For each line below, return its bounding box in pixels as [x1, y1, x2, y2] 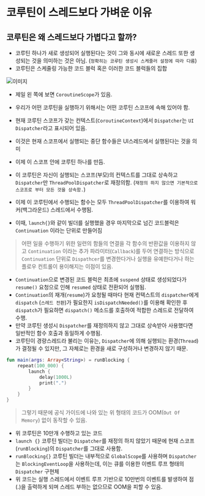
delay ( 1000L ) [39, 374, 72, 380]
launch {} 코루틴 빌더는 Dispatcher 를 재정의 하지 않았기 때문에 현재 [15, 437, 179, 444]
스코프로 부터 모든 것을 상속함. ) [15, 186, 86, 193]
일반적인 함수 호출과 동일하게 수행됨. [15, 329, 102, 337]
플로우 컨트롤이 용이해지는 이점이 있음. [21, 263, 113, 270]
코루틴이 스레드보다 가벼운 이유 [6, 6, 152, 20]
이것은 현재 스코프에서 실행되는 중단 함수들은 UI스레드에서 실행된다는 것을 [15, 137, 191, 145]
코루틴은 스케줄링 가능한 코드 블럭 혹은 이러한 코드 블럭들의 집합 [15, 65, 167, 72]
